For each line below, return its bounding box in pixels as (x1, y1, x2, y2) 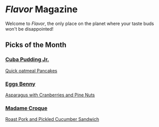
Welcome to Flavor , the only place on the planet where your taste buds (5, 20, 154, 27)
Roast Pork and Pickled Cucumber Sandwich (5, 116, 99, 122)
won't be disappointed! (5, 26, 54, 32)
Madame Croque (5, 105, 47, 112)
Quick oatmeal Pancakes (5, 67, 58, 73)
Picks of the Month (5, 41, 67, 49)
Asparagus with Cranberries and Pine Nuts (5, 92, 95, 98)
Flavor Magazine (5, 4, 78, 15)
